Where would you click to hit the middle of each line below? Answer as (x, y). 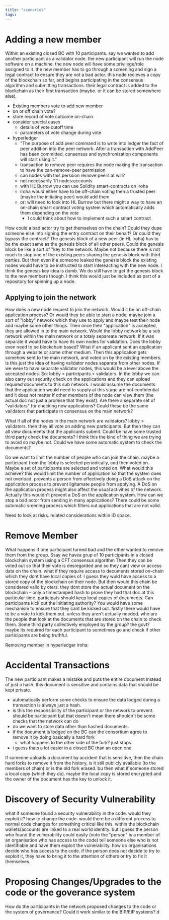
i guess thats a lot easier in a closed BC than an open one (72, 748)
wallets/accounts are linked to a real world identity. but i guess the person (82, 829)
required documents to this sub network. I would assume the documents (80, 384)
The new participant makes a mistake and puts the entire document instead (83, 679)
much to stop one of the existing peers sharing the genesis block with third (83, 255)
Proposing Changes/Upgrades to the (83, 882)
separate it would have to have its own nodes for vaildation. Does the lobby (83, 342)
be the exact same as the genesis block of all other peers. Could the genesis (84, 244)
